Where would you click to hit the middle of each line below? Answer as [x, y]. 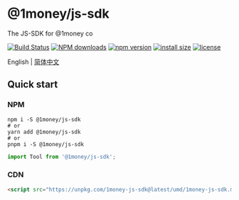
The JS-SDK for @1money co [50, 33]
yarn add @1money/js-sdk [44, 132]
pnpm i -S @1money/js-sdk [46, 144]
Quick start [33, 85]
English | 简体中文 [33, 62]
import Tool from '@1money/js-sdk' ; [62, 157]
